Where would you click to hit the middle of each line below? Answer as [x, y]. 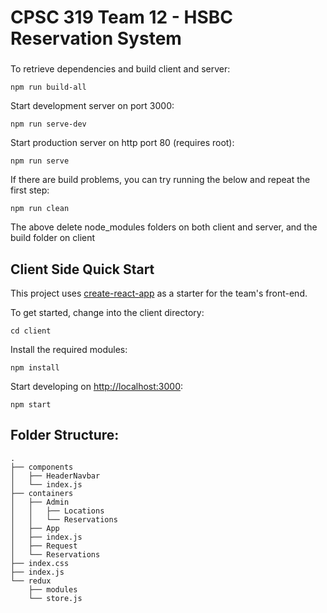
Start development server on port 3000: [92, 106]
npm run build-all [48, 87]
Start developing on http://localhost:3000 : [97, 386]
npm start [31, 404]
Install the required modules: [69, 349]
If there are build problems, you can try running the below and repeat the [160, 180]
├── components [42, 467]
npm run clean [40, 209]
